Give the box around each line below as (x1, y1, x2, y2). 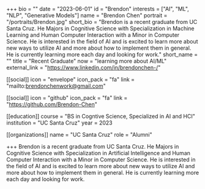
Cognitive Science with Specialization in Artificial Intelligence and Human (6, 150, 191, 156)
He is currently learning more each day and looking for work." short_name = (6, 51, 198, 58)
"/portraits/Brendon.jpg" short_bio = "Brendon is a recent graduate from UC (6, 18, 198, 25)
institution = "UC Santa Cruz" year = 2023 (6, 119, 113, 126)
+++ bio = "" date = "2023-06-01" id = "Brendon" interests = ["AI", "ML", (6, 6, 190, 12)
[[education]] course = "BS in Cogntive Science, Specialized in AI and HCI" (6, 113, 196, 120)
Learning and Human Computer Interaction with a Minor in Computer (6, 31, 180, 39)
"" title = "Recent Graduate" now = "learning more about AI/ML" (6, 58, 167, 64)
